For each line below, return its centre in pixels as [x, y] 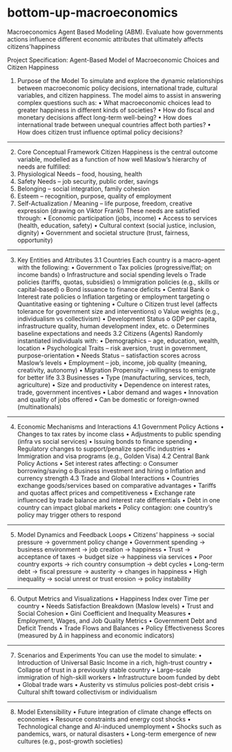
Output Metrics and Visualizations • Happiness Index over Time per [113, 599]
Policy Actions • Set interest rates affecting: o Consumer [97, 463]
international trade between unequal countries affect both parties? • [114, 124]
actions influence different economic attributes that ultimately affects [105, 39]
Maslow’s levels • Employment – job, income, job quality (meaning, [112, 363]
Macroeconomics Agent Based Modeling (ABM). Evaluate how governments [115, 32]
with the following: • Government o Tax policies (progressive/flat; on [114, 267]
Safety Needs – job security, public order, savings [88, 181]
